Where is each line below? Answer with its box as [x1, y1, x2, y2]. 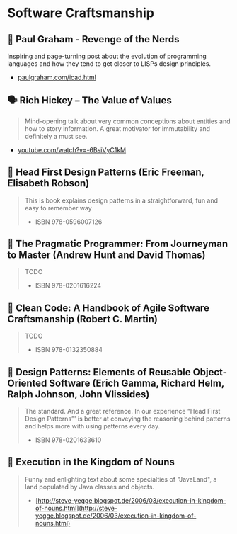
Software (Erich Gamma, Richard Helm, [49, 377, 225, 389]
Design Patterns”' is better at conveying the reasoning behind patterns [24, 414, 231, 423]
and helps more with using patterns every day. [24, 422, 161, 431]
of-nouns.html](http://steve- [35, 504, 118, 512]
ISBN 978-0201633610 [35, 436, 102, 444]
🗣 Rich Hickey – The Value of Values [7, 94, 172, 107]
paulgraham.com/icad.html [17, 73, 97, 81]
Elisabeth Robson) [7, 177, 90, 189]
